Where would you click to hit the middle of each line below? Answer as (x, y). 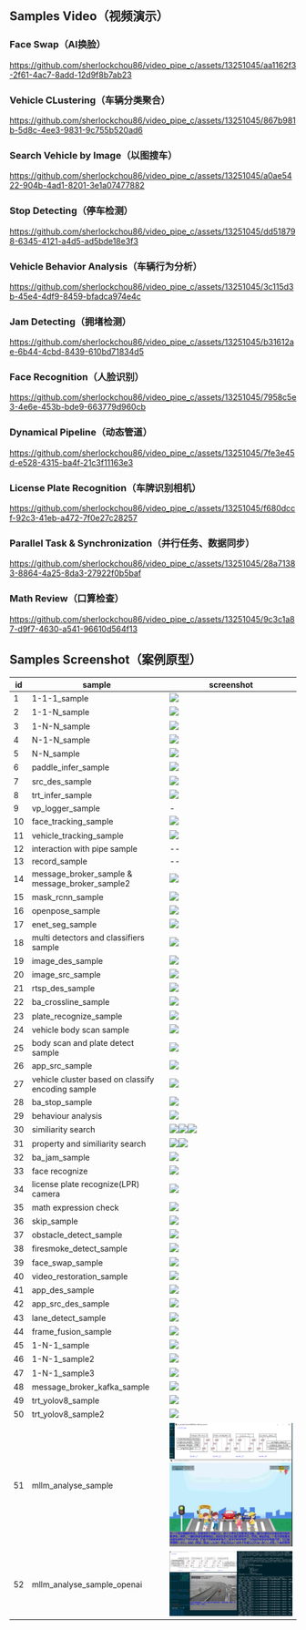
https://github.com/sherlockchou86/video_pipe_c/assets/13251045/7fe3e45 (152, 453)
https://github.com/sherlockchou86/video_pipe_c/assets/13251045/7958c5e (153, 397)
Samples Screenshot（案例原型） (106, 660)
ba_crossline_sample (71, 1002)
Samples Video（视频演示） (89, 16)
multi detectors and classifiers (88, 938)
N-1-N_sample (61, 740)
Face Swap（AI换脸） (58, 45)
